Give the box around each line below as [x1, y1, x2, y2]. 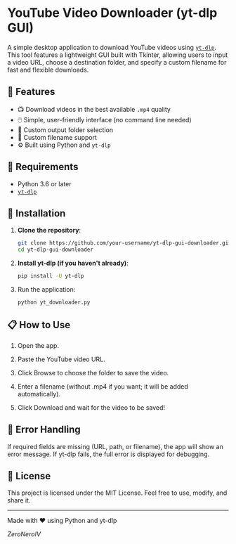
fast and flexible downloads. [7, 65, 89, 74]
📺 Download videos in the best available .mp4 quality [17, 105, 171, 113]
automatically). [17, 389, 61, 398]
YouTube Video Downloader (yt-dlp [7, 5, 218, 21]
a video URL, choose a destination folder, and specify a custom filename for [7, 58, 227, 66]
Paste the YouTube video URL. [17, 355, 105, 363]
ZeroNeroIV [7, 530, 41, 538]
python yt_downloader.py [17, 299, 91, 306]
